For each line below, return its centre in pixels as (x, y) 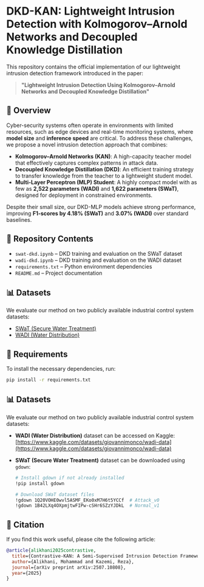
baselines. (19, 219)
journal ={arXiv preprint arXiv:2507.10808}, (69, 567)
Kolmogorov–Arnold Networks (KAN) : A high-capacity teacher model (103, 156)
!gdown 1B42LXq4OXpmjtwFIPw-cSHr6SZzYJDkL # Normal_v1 (87, 506)
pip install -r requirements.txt (49, 380)
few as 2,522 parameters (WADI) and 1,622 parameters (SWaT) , (97, 188)
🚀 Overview (29, 111)
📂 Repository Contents (50, 239)
